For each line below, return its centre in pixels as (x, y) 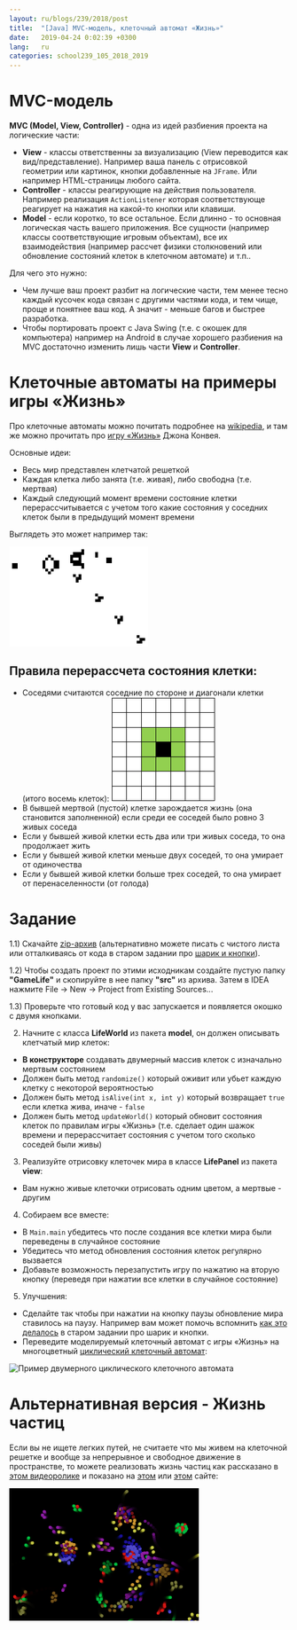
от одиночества (52, 864)
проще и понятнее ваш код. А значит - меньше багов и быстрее (144, 310)
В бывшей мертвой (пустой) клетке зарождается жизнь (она (137, 808)
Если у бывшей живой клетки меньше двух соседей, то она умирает (152, 855)
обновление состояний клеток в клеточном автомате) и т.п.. (136, 256)
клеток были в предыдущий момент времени (108, 517)
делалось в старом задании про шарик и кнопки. (115, 1332)
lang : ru (29, 47)
